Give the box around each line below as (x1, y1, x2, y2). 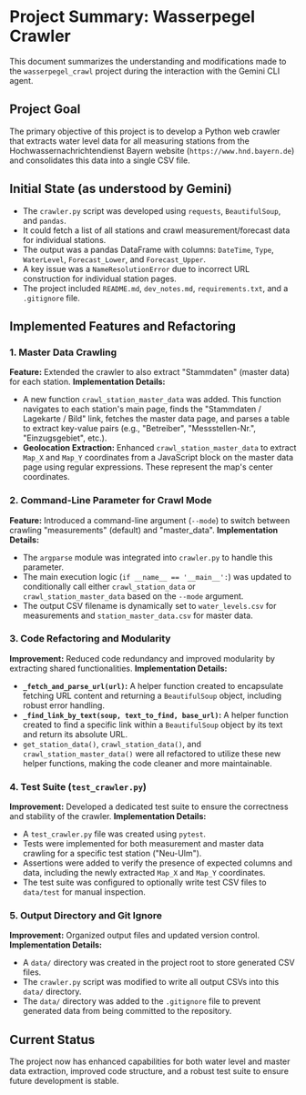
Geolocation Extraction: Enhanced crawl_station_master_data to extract (22, 442, 297, 453)
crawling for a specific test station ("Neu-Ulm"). (22, 848, 202, 859)
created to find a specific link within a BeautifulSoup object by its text (22, 719, 283, 730)
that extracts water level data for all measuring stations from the (9, 135, 250, 147)
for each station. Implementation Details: (9, 376, 166, 388)
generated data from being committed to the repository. (22, 1006, 232, 1017)
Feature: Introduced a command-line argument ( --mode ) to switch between (9, 514, 291, 525)
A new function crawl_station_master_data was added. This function (22, 394, 281, 405)
